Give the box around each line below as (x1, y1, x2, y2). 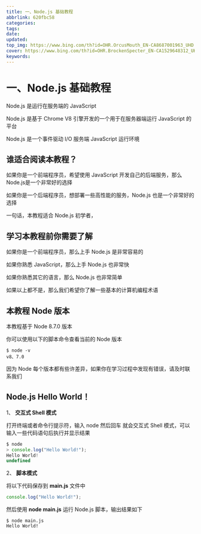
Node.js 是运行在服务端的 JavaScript (6, 102, 97, 109)
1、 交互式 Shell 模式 (6, 409, 57, 416)
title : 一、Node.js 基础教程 (6, 8, 74, 15)
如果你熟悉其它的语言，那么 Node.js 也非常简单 (6, 274, 123, 281)
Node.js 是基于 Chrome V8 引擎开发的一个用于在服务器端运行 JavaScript (6, 115, 185, 122)
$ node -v (6, 347, 31, 353)
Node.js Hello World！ (6, 392, 90, 402)
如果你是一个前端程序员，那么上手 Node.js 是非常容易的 (6, 248, 144, 256)
